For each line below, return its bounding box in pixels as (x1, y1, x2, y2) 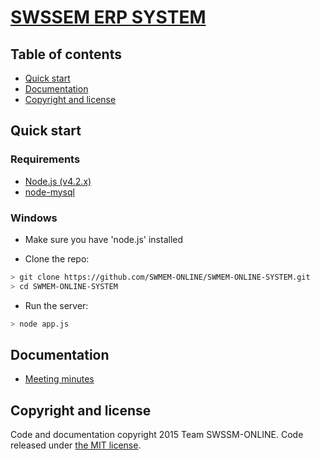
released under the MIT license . (10, 439, 142, 451)
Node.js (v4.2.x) (24, 175, 92, 187)
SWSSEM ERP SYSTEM (10, 6, 207, 29)
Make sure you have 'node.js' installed (24, 233, 184, 245)
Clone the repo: (24, 252, 90, 265)
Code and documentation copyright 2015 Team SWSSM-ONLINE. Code (10, 429, 304, 441)
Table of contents (10, 46, 122, 63)
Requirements (10, 152, 81, 166)
